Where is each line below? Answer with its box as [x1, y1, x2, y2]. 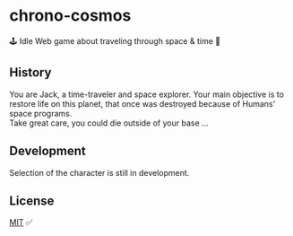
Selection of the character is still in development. [9, 167, 190, 178]
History [9, 65, 52, 81]
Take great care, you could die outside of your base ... [9, 118, 209, 128]
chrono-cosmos [9, 5, 132, 26]
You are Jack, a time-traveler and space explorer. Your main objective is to [9, 89, 285, 100]
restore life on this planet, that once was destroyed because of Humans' [9, 98, 276, 109]
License [9, 193, 55, 208]
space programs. [9, 108, 73, 118]
